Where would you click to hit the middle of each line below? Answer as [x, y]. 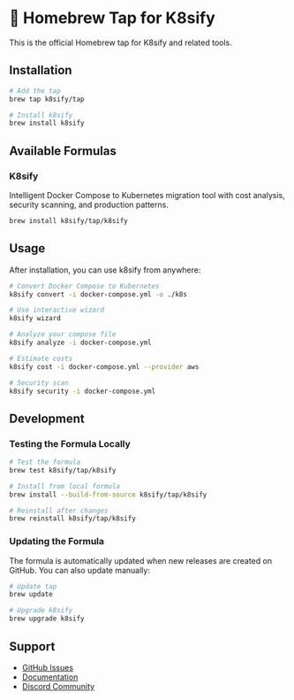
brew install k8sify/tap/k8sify [68, 220]
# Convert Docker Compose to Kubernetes [85, 286]
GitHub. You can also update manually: [79, 570]
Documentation [50, 677]
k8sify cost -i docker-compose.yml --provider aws [104, 366]
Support [32, 646]
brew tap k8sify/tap [47, 99]
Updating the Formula [57, 542]
